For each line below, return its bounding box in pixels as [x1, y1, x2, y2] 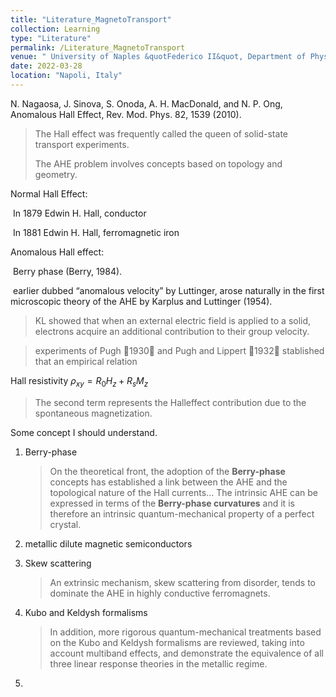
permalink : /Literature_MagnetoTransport [10, 42, 186, 53]
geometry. [34, 168, 78, 180]
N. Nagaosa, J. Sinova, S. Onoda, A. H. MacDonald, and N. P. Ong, [10, 97, 283, 110]
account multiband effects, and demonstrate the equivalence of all [49, 647, 324, 659]
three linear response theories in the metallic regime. [49, 657, 268, 670]
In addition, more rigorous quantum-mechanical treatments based [49, 626, 322, 638]
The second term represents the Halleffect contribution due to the [34, 396, 307, 408]
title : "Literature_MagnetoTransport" [10, 14, 172, 25]
